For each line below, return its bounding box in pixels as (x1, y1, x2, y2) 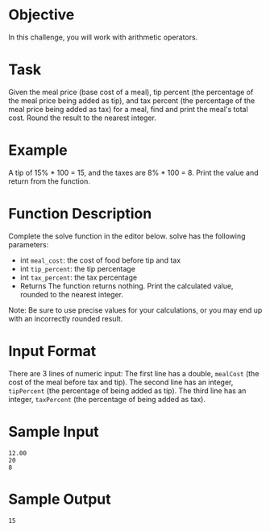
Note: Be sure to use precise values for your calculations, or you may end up (8, 305, 263, 315)
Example (8, 141, 68, 160)
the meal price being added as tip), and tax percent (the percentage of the (8, 95, 255, 106)
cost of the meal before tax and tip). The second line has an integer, (8, 377, 234, 387)
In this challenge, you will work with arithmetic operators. (8, 32, 198, 42)
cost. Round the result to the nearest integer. (8, 113, 157, 122)
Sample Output (8, 490, 111, 508)
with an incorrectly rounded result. (8, 313, 123, 323)
